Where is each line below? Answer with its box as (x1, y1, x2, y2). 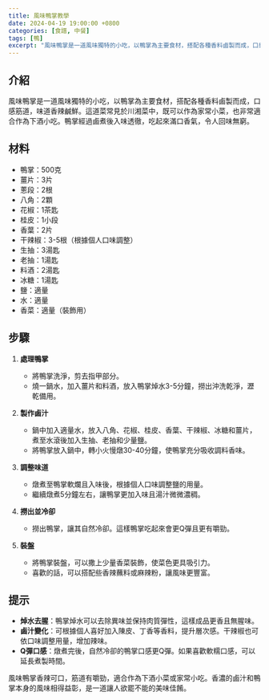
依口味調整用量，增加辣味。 (19, 636, 112, 646)
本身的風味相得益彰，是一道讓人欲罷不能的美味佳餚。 (14, 683, 191, 693)
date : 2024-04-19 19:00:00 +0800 (8, 19, 120, 27)
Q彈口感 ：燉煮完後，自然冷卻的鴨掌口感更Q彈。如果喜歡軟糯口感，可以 (19, 646, 256, 656)
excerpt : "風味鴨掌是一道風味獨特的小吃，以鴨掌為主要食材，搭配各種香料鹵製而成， (8, 42, 253, 50)
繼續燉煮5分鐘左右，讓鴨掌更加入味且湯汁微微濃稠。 (31, 489, 205, 499)
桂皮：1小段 (19, 214, 58, 225)
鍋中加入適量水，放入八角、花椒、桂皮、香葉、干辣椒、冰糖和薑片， (31, 425, 257, 434)
